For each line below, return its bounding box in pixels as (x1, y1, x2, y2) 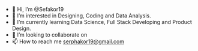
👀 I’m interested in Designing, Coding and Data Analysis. (11, 12, 151, 19)
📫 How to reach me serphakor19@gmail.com (11, 38, 125, 45)
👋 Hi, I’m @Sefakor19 (11, 6, 64, 13)
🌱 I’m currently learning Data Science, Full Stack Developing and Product (11, 19, 192, 25)
